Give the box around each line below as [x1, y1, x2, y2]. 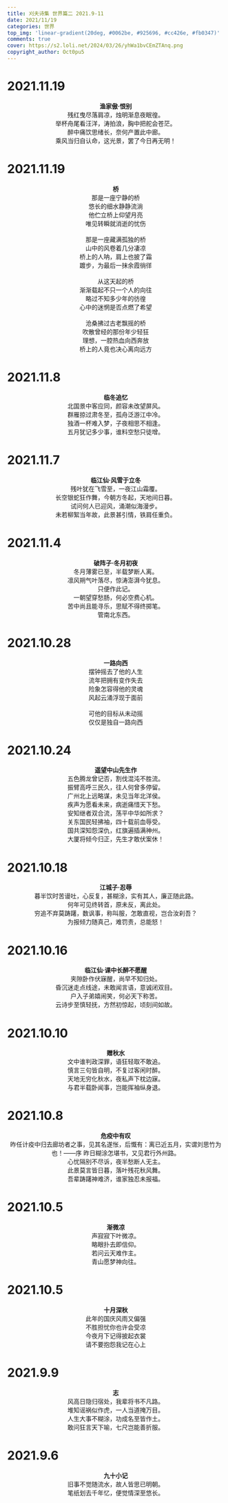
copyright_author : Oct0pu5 [7, 49, 85, 56]
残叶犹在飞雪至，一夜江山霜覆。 [70, 484, 161, 493]
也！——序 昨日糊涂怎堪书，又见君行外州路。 [51, 1149, 180, 1157]
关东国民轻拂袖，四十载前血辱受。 [68, 818, 164, 826]
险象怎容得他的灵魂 [88, 685, 143, 693]
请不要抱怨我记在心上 [85, 1340, 146, 1349]
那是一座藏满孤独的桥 [85, 235, 146, 244]
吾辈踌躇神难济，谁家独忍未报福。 [68, 1175, 164, 1183]
